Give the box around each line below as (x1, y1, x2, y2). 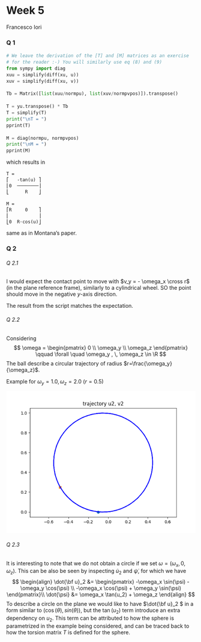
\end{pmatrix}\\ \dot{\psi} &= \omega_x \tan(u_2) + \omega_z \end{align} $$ (7, 591, 195, 598)
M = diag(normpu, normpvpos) (6, 135, 79, 141)
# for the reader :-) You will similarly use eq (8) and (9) (6, 59, 163, 65)
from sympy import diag (6, 65, 66, 71)
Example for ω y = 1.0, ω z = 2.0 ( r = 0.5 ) (6, 377, 104, 386)
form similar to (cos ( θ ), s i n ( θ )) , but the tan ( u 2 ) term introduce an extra (6, 607, 181, 615)
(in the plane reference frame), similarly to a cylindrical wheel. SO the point (6, 284, 191, 292)
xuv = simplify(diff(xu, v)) (6, 78, 79, 84)
